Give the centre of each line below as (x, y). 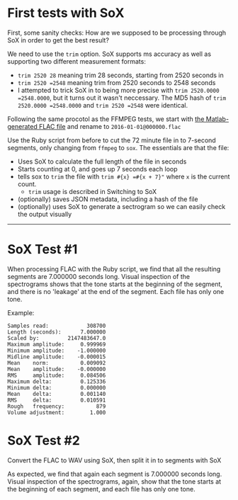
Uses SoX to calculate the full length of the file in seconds (102, 161)
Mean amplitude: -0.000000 (57, 369)
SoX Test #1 (42, 250)
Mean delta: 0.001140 (57, 394)
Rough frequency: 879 (57, 406)
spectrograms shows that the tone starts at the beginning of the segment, (115, 284)
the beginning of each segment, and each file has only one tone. (102, 489)
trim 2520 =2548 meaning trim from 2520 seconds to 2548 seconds (117, 82)
